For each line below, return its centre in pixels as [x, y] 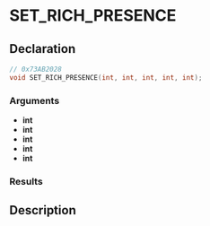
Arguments [35, 100]
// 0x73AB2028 [36, 69]
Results [26, 181]
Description [43, 210]
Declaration [43, 49]
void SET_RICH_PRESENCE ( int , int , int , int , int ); [106, 77]
